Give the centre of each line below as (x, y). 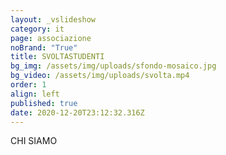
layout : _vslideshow (53, 19)
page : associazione (51, 38)
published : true (44, 103)
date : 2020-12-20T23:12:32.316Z (77, 112)
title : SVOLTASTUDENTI (57, 57)
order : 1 (28, 85)
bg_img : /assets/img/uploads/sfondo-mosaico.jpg (113, 66)
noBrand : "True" (44, 47)
